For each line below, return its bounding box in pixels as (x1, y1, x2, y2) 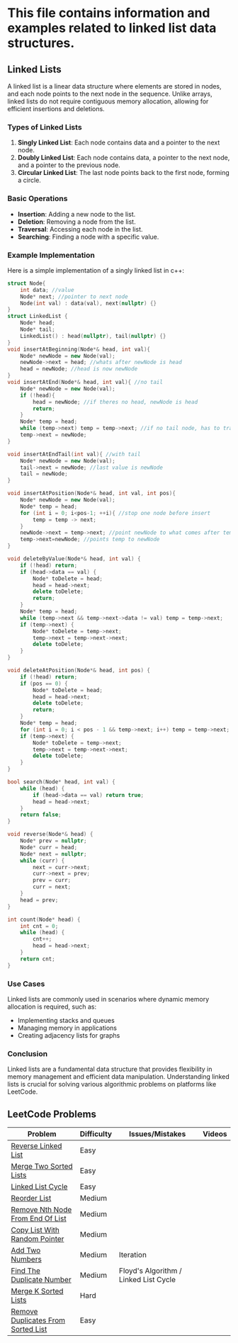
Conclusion (7, 1048, 48, 1058)
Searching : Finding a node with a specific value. (17, 232, 159, 241)
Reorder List (11, 1194, 52, 1203)
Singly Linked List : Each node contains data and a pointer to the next (17, 138, 220, 147)
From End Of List (11, 1213, 67, 1223)
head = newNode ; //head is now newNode (20, 365, 138, 373)
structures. (7, 35, 75, 51)
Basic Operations (7, 193, 68, 203)
